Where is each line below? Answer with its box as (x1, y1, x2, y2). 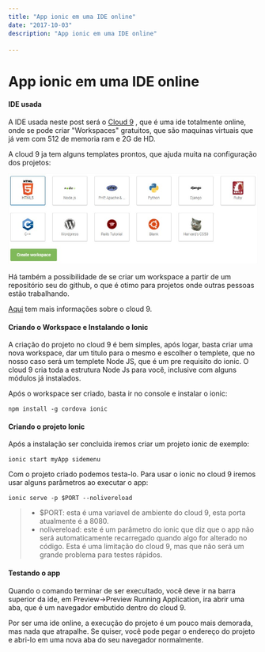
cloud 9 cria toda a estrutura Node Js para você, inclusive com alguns (8, 365, 237, 375)
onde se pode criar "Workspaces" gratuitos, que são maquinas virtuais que (8, 125, 254, 135)
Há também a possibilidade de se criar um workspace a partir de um (8, 272, 232, 282)
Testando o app (8, 568, 61, 578)
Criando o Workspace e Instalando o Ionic (8, 322, 149, 332)
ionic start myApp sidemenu (8, 456, 101, 464)
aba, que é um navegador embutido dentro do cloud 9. (8, 602, 187, 612)
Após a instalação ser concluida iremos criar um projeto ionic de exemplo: (8, 439, 250, 449)
